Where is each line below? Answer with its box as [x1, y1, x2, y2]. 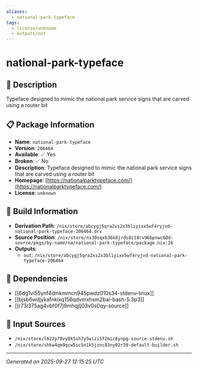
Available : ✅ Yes [14, 150, 56, 157]
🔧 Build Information [6, 207, 78, 217]
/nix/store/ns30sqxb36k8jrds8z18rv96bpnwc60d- [57, 234, 174, 240]
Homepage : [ [14, 176, 48, 184]
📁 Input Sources [6, 319, 66, 329]
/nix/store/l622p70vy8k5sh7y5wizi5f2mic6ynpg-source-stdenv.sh [14, 336, 174, 342]
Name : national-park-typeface [14, 138, 91, 145]
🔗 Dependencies [6, 274, 68, 284]
